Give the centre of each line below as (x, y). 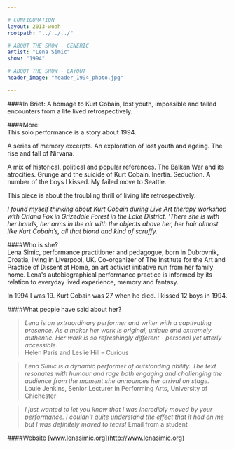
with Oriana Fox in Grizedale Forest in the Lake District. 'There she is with (113, 216)
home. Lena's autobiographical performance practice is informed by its (110, 275)
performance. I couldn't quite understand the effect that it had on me (124, 417)
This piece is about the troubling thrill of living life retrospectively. (102, 195)
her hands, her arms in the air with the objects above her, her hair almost (113, 223)
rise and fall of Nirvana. (41, 153)
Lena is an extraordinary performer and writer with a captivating (118, 322)
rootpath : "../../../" (40, 33)
